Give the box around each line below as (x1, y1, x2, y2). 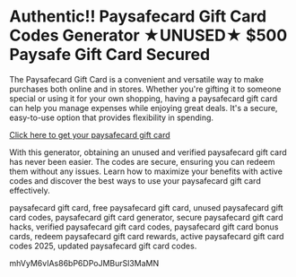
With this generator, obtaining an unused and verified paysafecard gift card (9, 146, 287, 158)
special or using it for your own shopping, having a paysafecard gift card (9, 92, 278, 104)
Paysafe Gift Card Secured (9, 45, 211, 65)
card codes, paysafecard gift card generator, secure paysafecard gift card (9, 212, 283, 222)
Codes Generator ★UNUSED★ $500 (9, 25, 288, 46)
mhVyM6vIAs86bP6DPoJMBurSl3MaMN (9, 257, 160, 268)
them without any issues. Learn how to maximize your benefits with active (9, 166, 283, 177)
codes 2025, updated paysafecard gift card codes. (9, 240, 197, 251)
